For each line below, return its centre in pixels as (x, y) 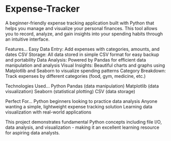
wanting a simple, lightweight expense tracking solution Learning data (79, 106)
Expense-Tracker (43, 9)
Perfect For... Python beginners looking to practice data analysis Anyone (81, 101)
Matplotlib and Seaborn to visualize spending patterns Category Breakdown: (86, 70)
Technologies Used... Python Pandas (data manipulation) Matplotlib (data (82, 86)
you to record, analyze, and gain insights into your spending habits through (84, 34)
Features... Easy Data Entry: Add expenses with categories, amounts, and (82, 49)
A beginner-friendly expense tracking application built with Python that (80, 23)
